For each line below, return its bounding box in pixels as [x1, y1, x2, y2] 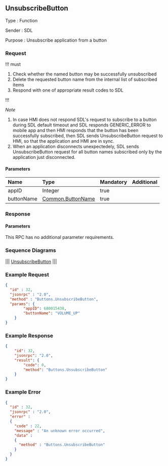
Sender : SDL [5, 27, 33, 33]
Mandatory [100, 179, 128, 186]
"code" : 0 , [23, 362, 47, 367]
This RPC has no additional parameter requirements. [5, 234, 114, 240]
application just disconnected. [12, 154, 76, 160]
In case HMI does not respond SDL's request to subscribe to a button [12, 116, 157, 123]
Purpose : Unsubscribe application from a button [5, 37, 107, 43]
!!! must [5, 61, 21, 67]
